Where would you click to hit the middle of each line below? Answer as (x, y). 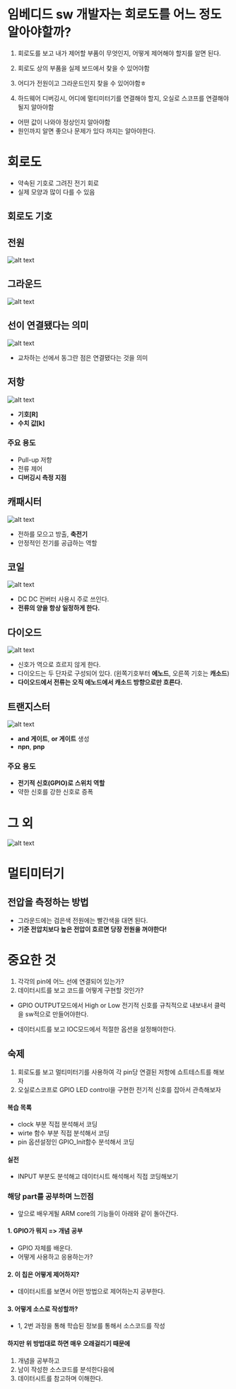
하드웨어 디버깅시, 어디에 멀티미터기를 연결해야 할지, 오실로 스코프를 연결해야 (123, 98)
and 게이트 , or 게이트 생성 (53, 739)
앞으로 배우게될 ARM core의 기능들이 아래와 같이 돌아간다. (98, 1213)
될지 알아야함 (36, 107)
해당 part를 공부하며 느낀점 (51, 1197)
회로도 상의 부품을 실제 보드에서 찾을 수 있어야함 (83, 68)
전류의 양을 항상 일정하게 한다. (59, 608)
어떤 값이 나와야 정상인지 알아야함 (64, 122)
